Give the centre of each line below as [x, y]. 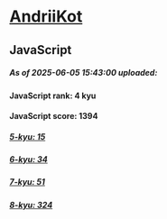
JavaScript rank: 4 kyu [53, 96]
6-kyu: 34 [28, 160]
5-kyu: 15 [28, 136]
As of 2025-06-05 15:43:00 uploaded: [83, 73]
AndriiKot [46, 17]
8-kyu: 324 [31, 205]
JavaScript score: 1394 [54, 116]
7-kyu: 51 [27, 182]
